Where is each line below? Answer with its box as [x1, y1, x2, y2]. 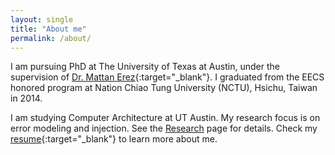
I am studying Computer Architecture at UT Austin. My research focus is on [10, 112, 321, 124]
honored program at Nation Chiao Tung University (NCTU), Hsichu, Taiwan [10, 82, 318, 94]
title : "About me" [10, 24, 87, 34]
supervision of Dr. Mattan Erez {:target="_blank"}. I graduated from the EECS [10, 71, 325, 83]
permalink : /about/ [10, 33, 92, 43]
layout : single [10, 14, 74, 25]
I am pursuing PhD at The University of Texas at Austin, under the [10, 61, 280, 73]
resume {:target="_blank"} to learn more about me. [10, 133, 218, 145]
